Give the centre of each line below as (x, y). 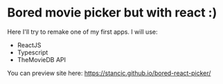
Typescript (33, 52)
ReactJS (29, 45)
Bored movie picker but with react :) (112, 13)
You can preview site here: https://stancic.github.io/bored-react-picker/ (109, 73)
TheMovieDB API (42, 59)
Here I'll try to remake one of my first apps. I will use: (82, 32)
